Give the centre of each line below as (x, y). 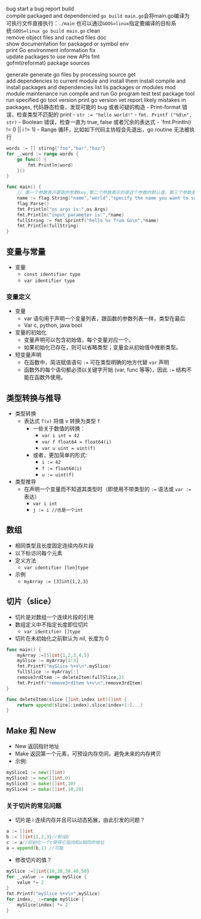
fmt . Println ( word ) (51, 165)
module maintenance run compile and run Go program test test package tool (100, 93)
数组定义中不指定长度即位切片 (51, 624)
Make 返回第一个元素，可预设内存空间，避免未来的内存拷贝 (88, 754)
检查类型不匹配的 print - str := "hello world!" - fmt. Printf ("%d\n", (104, 114)
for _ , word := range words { (42, 154)
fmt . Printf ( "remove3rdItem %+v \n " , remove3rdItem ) (80, 683)
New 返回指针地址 (37, 746)
